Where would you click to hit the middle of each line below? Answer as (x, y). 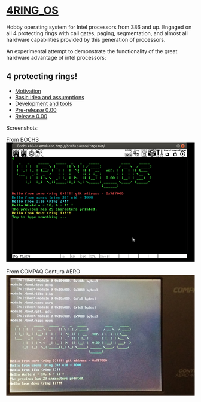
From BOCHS (22, 139)
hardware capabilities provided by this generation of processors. (86, 39)
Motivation (28, 91)
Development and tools (43, 103)
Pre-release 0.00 (36, 110)
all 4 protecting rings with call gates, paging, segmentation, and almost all (97, 33)
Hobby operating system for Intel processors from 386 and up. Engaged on (99, 27)
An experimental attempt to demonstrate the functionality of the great (92, 51)
